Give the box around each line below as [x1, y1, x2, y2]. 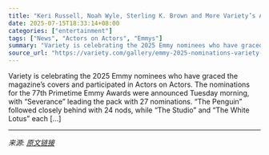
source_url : [8, 49, 48, 57]
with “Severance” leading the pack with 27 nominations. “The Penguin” [8, 97, 243, 106]
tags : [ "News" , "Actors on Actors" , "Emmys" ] [8, 34, 163, 43]
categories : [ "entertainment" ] [8, 27, 113, 35]
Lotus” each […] [8, 114, 62, 123]
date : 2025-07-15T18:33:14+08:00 [8, 19, 120, 27]
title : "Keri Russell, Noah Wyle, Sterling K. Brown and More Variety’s [8, 11, 256, 20]
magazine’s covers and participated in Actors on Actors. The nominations [8, 80, 251, 89]
